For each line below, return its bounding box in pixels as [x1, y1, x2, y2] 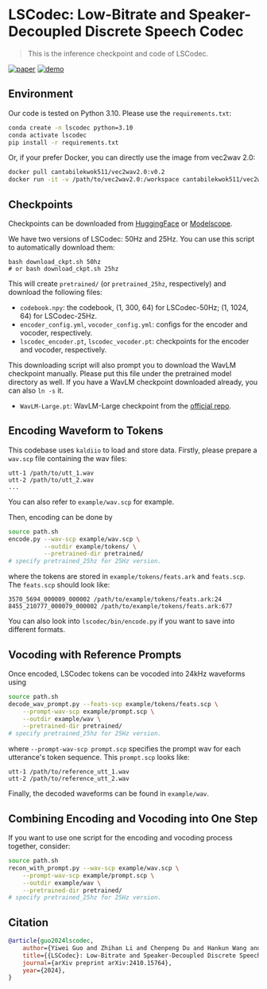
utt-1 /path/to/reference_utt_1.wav [8, 768, 130, 776]
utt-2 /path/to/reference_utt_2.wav [8, 775, 130, 783]
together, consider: [8, 841, 71, 851]
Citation [8, 916, 49, 929]
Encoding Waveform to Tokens [8, 424, 164, 438]
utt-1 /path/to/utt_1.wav [8, 469, 94, 477]
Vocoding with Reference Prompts [8, 648, 182, 661]
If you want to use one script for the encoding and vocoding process [8, 833, 233, 842]
